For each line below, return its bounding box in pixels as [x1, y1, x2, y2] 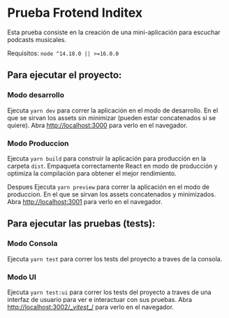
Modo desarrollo [7, 90, 65, 100]
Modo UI [7, 272, 37, 282]
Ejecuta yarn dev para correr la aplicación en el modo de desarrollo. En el [7, 106, 219, 115]
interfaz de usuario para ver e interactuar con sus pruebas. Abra [7, 295, 193, 303]
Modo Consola [7, 239, 58, 249]
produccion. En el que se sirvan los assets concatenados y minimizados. [7, 190, 216, 198]
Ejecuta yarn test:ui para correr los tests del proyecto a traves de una [7, 288, 212, 296]
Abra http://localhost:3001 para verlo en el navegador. [7, 197, 163, 205]
